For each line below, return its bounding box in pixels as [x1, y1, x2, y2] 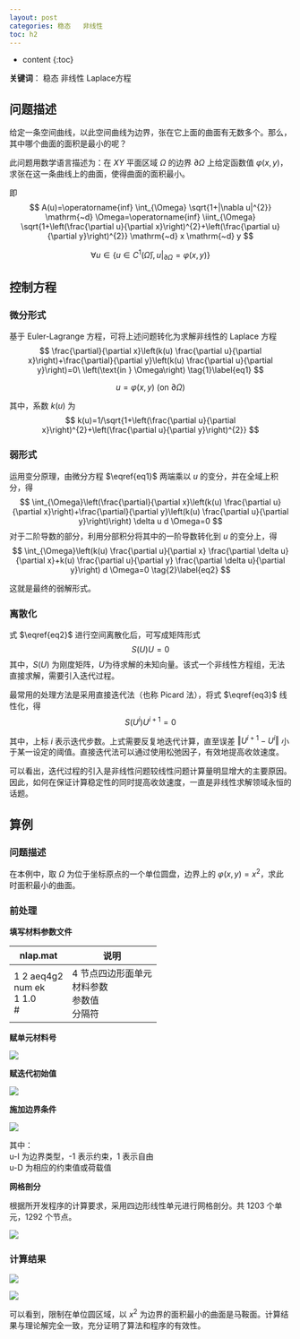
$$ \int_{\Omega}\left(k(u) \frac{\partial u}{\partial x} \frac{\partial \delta [12, 545, 279, 556]
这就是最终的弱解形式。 [9, 583, 96, 593]
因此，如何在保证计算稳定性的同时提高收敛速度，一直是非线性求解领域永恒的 [9, 777, 292, 788]
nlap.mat [19, 949, 58, 962]
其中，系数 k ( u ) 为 [9, 401, 76, 411]
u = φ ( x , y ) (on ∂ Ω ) [116, 382, 185, 393]
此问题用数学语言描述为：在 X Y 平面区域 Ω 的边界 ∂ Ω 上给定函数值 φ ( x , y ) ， [9, 158, 288, 168]
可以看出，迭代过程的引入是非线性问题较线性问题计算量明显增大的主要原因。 [9, 765, 292, 776]
